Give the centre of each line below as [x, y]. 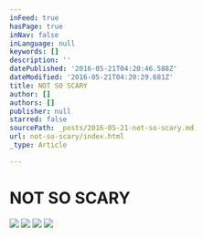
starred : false [38, 119]
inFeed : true [34, 18]
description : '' [40, 60]
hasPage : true [37, 26]
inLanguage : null [43, 43]
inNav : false [34, 35]
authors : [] [32, 103]
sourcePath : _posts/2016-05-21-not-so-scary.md [102, 129]
